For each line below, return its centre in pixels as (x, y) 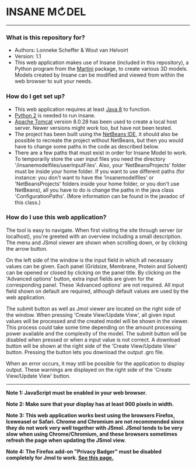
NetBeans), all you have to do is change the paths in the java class (94, 190)
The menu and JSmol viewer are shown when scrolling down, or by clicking (97, 243)
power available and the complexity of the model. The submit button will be (96, 333)
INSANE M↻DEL (46, 12)
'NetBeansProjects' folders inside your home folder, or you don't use (97, 184)
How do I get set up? (36, 96)
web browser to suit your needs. (53, 81)
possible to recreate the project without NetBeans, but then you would (99, 140)
